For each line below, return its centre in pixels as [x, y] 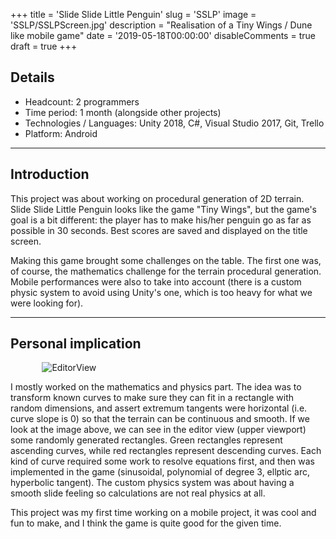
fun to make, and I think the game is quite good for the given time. [146, 523]
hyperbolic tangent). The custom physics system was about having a [152, 483]
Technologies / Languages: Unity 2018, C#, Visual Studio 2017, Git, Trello [174, 123]
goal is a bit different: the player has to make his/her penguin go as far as [161, 220]
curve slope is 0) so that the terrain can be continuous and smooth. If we [160, 419]
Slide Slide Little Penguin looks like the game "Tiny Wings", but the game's [163, 209]
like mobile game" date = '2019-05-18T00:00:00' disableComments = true [163, 35]
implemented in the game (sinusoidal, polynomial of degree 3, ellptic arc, [160, 472]
